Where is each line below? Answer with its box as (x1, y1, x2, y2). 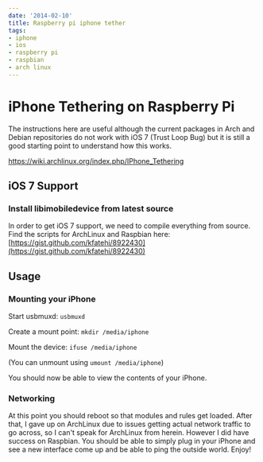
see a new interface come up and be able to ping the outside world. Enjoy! (8, 445, 252, 454)
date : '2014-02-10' (8, 11, 73, 20)
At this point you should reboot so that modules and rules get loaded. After (8, 411, 253, 421)
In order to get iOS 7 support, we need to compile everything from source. (8, 221, 251, 231)
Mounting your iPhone (8, 293, 96, 305)
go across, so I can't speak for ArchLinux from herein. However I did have (8, 428, 249, 437)
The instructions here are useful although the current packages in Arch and (8, 124, 255, 134)
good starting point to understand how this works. (8, 141, 172, 150)
